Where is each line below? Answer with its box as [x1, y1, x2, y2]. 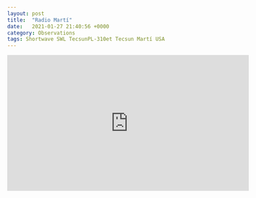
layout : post [7, 10, 45, 17]
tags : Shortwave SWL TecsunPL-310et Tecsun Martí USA [7, 36, 166, 43]
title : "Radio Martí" [7, 17, 72, 23]
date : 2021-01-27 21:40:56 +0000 [7, 23, 110, 30]
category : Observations [7, 29, 76, 37]
